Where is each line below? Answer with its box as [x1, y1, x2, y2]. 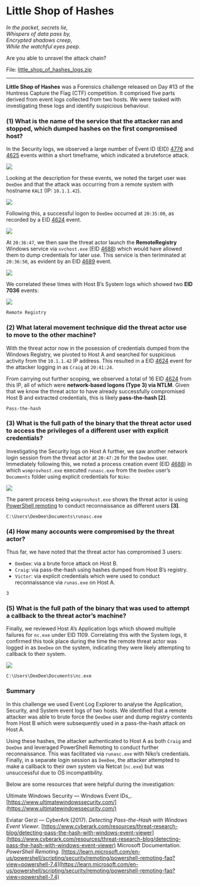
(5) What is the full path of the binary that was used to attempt [6, 604, 190, 613]
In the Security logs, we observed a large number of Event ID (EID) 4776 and [6, 145, 194, 153]
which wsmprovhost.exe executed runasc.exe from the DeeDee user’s [6, 467, 171, 474]
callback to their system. [6, 651, 67, 658]
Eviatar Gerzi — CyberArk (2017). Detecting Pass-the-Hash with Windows [6, 816, 187, 823]
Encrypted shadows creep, [6, 36, 73, 43]
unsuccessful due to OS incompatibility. [6, 769, 104, 776]
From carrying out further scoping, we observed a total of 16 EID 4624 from [6, 375, 192, 382]
